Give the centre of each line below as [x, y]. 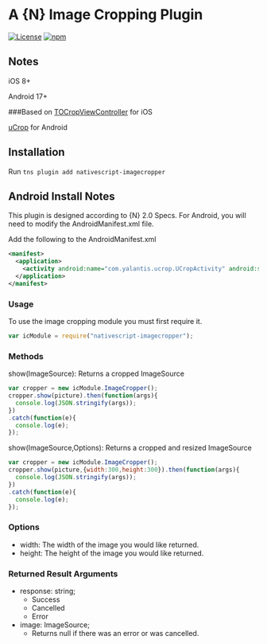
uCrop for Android [38, 127]
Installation [37, 152]
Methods [26, 356]
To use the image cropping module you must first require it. [105, 322]
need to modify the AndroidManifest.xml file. [81, 224]
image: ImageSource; [54, 625]
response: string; [47, 591]
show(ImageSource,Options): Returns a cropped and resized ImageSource [130, 448]
